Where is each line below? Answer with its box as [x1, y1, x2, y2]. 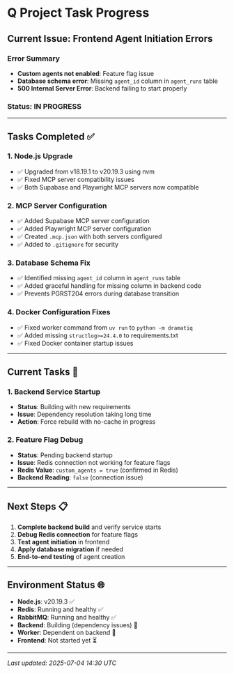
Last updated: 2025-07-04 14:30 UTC [7, 659, 117, 667]
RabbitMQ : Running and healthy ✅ [17, 613, 117, 622]
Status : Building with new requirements [17, 403, 131, 411]
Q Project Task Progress [7, 5, 150, 21]
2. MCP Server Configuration [7, 201, 107, 210]
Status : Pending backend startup [17, 451, 113, 459]
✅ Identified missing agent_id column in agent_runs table [17, 274, 181, 282]
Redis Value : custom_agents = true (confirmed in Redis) [17, 466, 179, 474]
